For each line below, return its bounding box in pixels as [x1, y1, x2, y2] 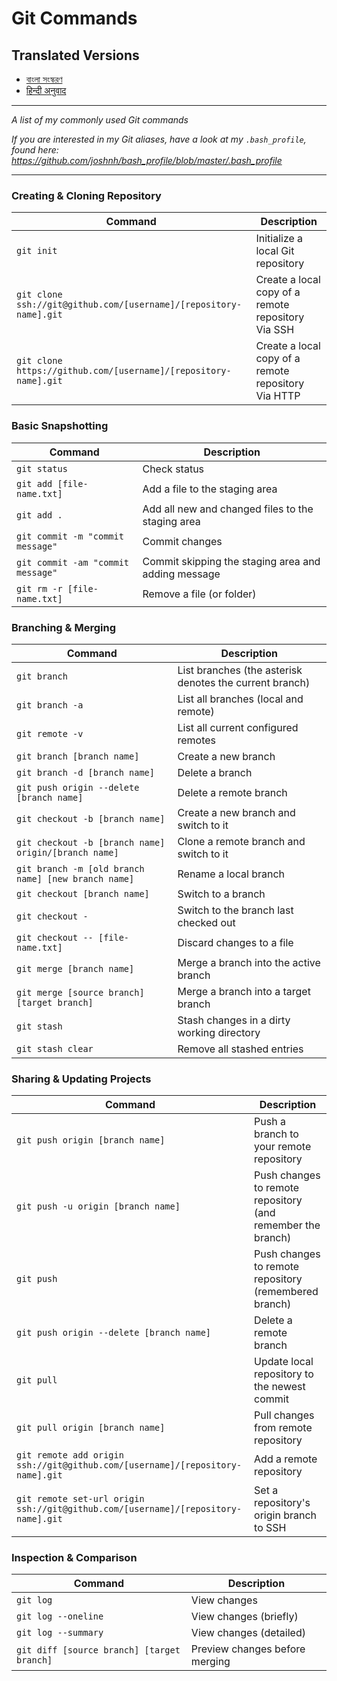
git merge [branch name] [16, 963, 135, 974]
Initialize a [255, 232, 304, 246]
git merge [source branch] [16, 987, 145, 998]
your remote [254, 1140, 312, 1154]
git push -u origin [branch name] [16, 1201, 181, 1212]
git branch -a [16, 699, 84, 711]
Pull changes [254, 1408, 315, 1422]
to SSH [254, 1521, 287, 1535]
